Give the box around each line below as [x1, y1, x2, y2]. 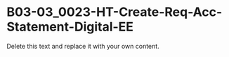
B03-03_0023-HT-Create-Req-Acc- [6, 4, 223, 20]
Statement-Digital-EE [6, 19, 134, 35]
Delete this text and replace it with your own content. [6, 42, 159, 50]
